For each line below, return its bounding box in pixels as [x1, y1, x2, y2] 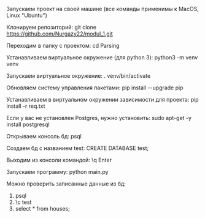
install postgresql [6, 121, 50, 128]
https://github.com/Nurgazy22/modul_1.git [6, 30, 114, 37]
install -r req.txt [6, 102, 45, 110]
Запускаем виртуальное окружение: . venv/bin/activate [6, 72, 151, 79]
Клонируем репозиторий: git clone [6, 24, 97, 31]
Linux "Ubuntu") [6, 12, 47, 19]
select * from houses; [15, 205, 71, 212]
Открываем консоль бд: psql [6, 133, 82, 140]
